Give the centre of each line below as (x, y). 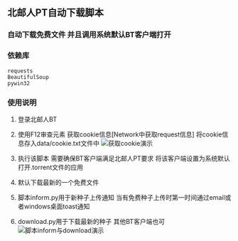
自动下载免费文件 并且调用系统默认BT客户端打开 (90, 35)
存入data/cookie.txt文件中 (61, 143)
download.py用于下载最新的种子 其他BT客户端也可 (91, 221)
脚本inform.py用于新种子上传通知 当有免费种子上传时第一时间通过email (121, 197)
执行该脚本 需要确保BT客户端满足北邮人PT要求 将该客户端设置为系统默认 (124, 158)
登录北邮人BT (37, 119)
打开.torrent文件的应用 (50, 167)
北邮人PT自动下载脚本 (56, 13)
